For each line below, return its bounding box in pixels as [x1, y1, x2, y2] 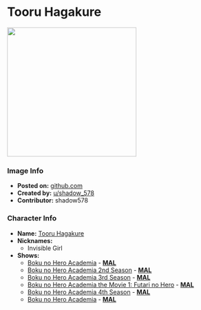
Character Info [7, 214, 57, 223]
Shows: [17, 251, 40, 259]
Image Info [7, 166, 43, 176]
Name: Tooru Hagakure [17, 229, 85, 238]
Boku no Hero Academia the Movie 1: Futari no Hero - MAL [27, 280, 194, 289]
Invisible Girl [27, 244, 63, 252]
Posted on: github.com [17, 182, 83, 190]
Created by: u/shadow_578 [17, 189, 95, 197]
